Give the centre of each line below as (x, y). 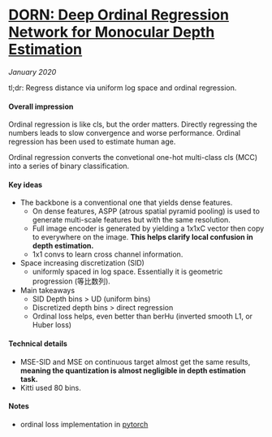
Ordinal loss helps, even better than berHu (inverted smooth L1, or (142, 316)
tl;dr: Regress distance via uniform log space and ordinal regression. (123, 88)
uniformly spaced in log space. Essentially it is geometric (127, 272)
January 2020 (32, 71)
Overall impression (41, 106)
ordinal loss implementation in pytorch (84, 424)
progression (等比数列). (71, 281)
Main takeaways (47, 291)
